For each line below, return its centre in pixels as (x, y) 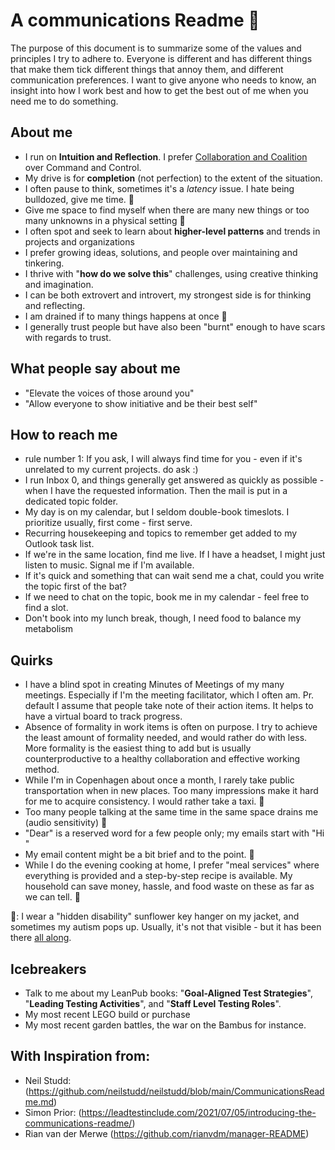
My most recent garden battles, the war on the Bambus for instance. (165, 1025)
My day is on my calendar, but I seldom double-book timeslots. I (157, 512)
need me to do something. (64, 101)
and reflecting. (55, 305)
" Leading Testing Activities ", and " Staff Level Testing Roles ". (153, 1003)
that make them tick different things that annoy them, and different (147, 69)
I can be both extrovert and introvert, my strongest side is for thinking (168, 295)
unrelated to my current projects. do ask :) (111, 470)
